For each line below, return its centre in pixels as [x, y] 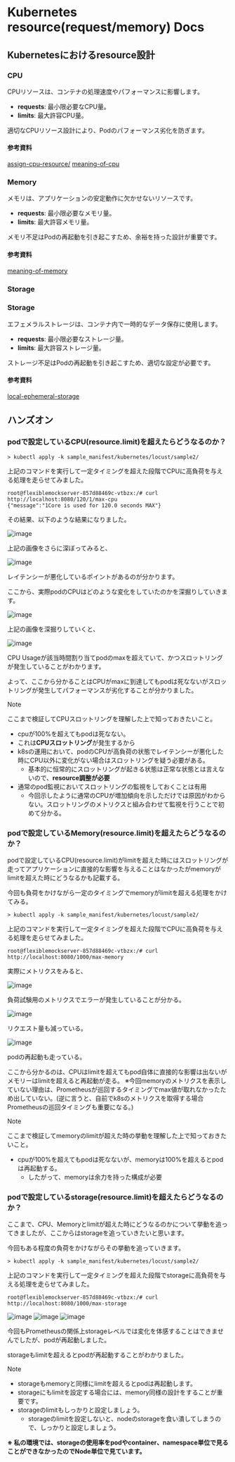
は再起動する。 [39, 1168]
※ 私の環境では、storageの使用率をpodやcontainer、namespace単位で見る [118, 1443]
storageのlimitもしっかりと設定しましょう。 [80, 1410]
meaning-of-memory [38, 270]
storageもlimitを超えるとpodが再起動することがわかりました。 [98, 1355]
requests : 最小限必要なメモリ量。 [66, 213]
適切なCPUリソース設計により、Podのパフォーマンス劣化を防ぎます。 [108, 130]
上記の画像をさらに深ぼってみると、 [59, 548]
